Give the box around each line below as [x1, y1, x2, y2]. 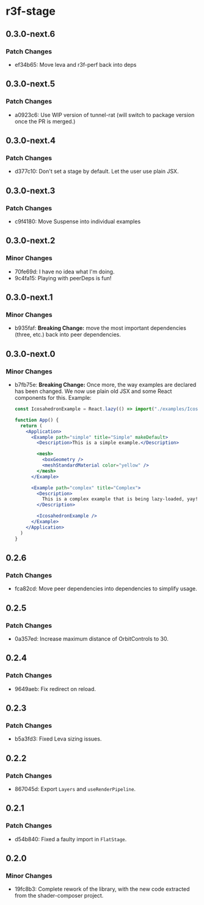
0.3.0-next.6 [5, 29, 56, 39]
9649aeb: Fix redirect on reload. [14, 685, 96, 692]
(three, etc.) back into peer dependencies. [14, 331, 122, 338]
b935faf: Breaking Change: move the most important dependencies [14, 324, 187, 332]
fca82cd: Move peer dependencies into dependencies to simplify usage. [14, 585, 198, 592]
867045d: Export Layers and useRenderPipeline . [14, 785, 136, 792]
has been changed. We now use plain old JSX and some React [14, 388, 172, 395]
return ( [20, 422, 43, 429]
